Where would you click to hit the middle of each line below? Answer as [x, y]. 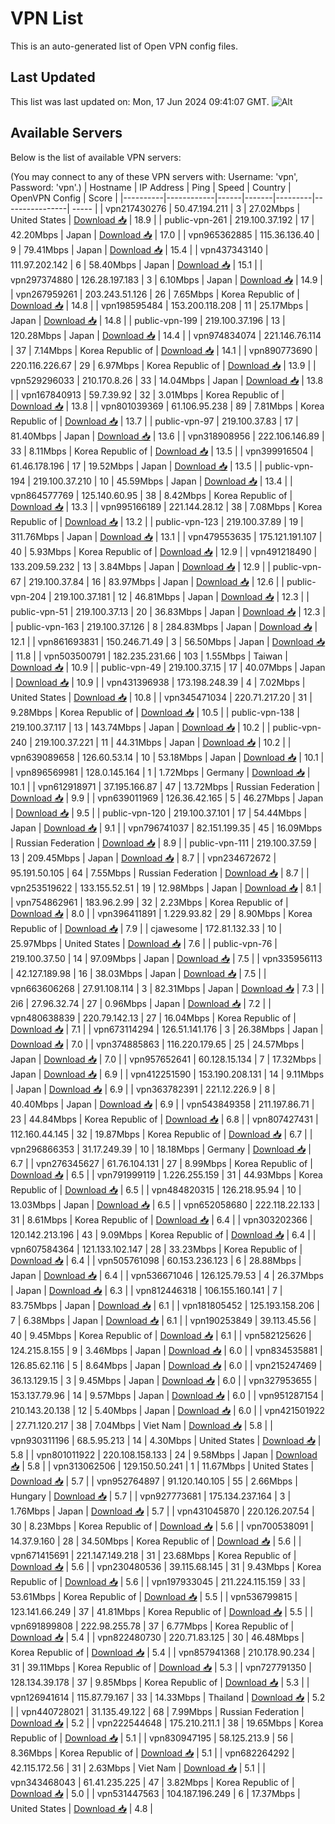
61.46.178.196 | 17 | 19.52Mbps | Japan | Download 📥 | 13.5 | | [136, 466]
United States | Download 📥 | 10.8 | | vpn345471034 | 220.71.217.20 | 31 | [161, 697]
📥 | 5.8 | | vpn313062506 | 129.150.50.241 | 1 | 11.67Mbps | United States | [162, 1466]
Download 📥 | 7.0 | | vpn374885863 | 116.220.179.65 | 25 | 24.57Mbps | [157, 1044]
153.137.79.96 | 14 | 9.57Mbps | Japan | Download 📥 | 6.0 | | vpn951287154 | [167, 1395]
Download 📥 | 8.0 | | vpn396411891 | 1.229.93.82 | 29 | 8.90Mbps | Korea [161, 913]
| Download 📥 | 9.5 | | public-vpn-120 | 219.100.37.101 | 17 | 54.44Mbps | [159, 813]
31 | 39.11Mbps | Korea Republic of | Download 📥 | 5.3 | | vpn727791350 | [161, 1667]
